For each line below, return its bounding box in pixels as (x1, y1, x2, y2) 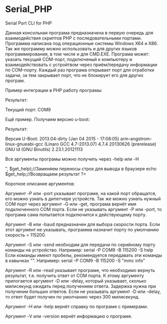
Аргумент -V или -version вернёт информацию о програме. (5, 313, 132, 319)
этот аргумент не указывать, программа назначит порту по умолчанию (5, 226, 159, 232)
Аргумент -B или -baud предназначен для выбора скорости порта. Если (5, 221, 160, 227)
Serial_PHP (5, 3, 52, 15)
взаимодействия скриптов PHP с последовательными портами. (5, 35, 142, 41)
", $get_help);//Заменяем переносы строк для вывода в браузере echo (5, 165, 156, 171)
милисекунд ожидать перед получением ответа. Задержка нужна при (5, 283, 156, 289)
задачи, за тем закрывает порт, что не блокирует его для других (5, 72, 143, 78)
